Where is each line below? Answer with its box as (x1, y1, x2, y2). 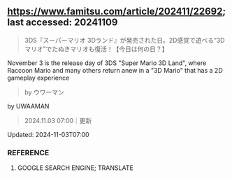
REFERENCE (7, 148, 50, 157)
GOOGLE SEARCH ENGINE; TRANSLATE (17, 164, 134, 172)
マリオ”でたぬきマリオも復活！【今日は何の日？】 (24, 45, 168, 53)
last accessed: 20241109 (7, 17, 118, 29)
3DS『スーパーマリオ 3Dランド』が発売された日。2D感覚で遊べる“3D (24, 36, 225, 44)
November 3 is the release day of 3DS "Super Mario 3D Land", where (7, 59, 207, 67)
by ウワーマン (24, 87, 64, 96)
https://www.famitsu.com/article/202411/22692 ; (7, 6, 226, 17)
